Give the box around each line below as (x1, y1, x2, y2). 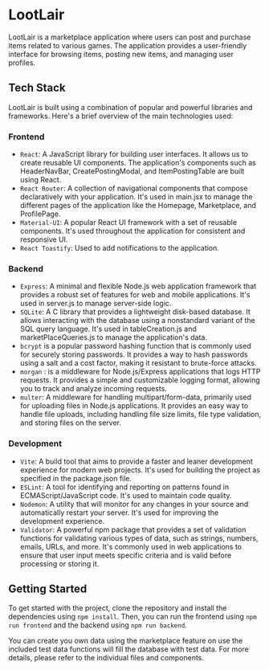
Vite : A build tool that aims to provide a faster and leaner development (19, 456, 253, 466)
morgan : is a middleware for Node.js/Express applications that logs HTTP (19, 367, 261, 377)
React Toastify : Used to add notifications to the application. (19, 243, 219, 253)
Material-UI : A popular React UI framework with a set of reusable (19, 218, 238, 227)
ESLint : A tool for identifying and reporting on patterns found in (19, 482, 230, 492)
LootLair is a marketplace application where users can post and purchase (8, 32, 251, 42)
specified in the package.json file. (19, 473, 132, 483)
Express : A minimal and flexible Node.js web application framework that (19, 281, 257, 291)
